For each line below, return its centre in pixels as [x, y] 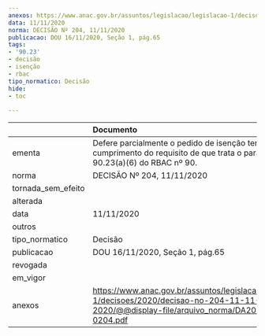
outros [24, 227]
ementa [26, 153]
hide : [17, 89]
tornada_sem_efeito [49, 188]
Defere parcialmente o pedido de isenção [169, 143]
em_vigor [29, 278]
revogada [30, 265]
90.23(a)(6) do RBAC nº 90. [145, 163]
